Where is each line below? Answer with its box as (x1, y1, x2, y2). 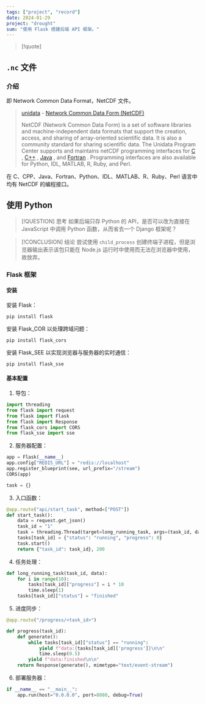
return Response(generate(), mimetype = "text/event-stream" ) (17, 662, 173, 668)
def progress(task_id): (6, 628, 67, 634)
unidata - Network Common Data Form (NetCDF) (21, 109, 145, 116)
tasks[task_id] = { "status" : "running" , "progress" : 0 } (17, 535, 163, 541)
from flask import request (6, 407, 75, 413)
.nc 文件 (6, 62, 37, 72)
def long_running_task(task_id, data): (6, 570, 108, 576)
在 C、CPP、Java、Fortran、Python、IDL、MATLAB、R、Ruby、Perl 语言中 (6, 173, 198, 180)
